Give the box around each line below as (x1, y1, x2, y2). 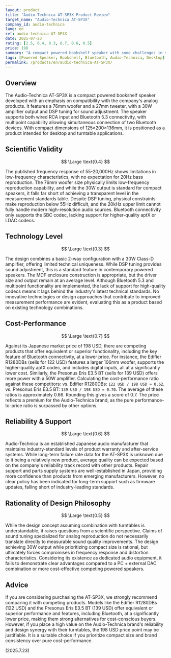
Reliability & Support (5, 417, 72, 426)
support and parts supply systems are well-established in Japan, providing (5, 468, 162, 474)
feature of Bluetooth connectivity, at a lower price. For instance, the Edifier (5, 354, 162, 360)
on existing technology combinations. (5, 304, 84, 311)
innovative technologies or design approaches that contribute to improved (5, 293, 161, 299)
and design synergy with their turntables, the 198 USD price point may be (5, 626, 159, 632)
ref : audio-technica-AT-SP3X (5, 31, 67, 36)
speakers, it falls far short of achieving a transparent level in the (5, 190, 139, 196)
